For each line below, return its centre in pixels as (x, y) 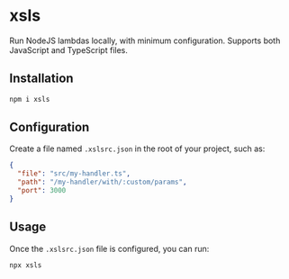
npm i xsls (30, 99)
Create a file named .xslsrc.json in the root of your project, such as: (137, 148)
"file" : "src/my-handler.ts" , (74, 174)
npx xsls (26, 265)
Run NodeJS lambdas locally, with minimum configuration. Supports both (145, 40)
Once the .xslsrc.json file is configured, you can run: (109, 248)
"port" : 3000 (42, 191)
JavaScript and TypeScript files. (68, 49)
